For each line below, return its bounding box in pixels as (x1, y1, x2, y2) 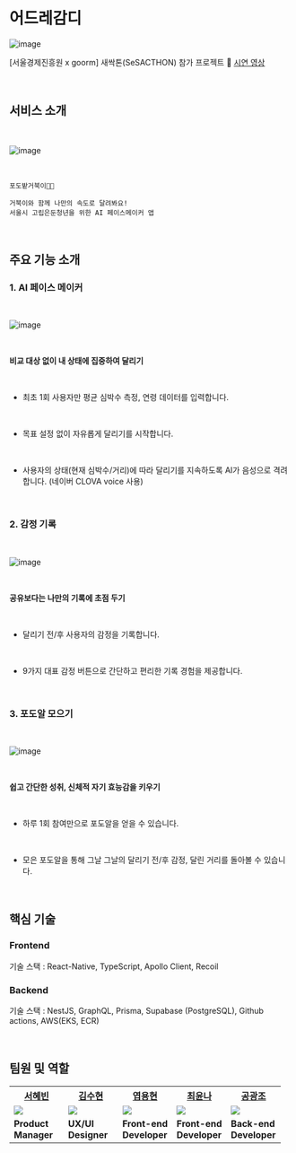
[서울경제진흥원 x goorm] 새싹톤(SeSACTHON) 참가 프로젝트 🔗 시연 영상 (9, 57, 266, 67)
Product (13, 1117, 49, 1130)
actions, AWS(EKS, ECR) (9, 1016, 100, 1026)
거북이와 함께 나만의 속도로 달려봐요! (9, 198, 128, 207)
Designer (67, 1128, 109, 1140)
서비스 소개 (9, 103, 67, 118)
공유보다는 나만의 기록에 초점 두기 (9, 592, 126, 603)
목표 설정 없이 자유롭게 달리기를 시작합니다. (22, 428, 174, 440)
